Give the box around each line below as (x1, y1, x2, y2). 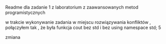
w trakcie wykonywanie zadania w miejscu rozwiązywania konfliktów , (5, 19, 151, 25)
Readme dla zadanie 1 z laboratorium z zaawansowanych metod (5, 4, 139, 10)
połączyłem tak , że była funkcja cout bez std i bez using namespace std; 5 (5, 24, 161, 30)
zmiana (5, 34, 21, 40)
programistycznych (5, 9, 45, 15)
